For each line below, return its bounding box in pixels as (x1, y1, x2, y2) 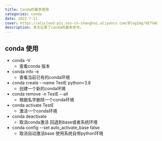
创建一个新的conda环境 (19, 85, 66, 91)
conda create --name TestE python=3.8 (12, 79, 91, 85)
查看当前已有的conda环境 (19, 74, 70, 80)
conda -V (12, 57, 31, 63)
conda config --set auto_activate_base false (12, 125, 100, 130)
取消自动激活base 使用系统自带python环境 (19, 130, 104, 136)
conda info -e (12, 68, 40, 74)
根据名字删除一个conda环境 (19, 96, 74, 102)
